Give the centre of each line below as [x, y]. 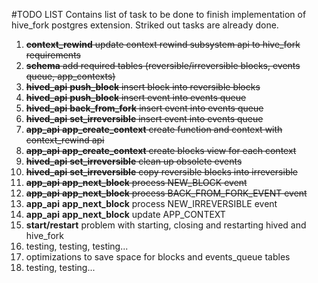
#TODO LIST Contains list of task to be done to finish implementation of [159, 14]
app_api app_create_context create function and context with [154, 129]
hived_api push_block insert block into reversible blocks [143, 87]
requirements [53, 55]
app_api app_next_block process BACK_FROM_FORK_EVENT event [166, 193]
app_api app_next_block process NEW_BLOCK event [136, 182]
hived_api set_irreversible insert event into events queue [144, 118]
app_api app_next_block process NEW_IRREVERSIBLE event [151, 203]
